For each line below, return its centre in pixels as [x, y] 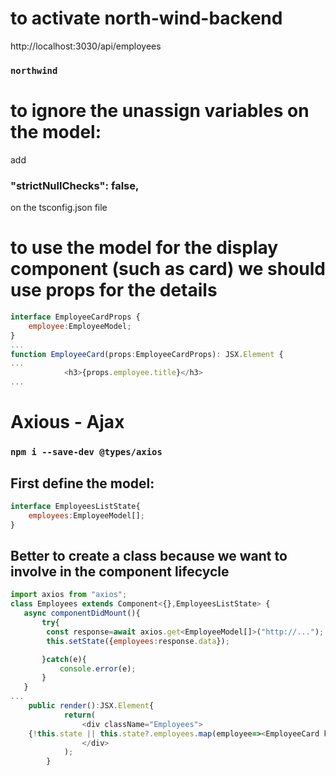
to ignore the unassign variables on [160, 111]
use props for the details [114, 290]
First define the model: [82, 483]
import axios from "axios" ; [69, 595]
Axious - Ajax [67, 422]
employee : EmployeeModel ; [80, 326]
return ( [80, 715]
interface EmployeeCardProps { [75, 317]
